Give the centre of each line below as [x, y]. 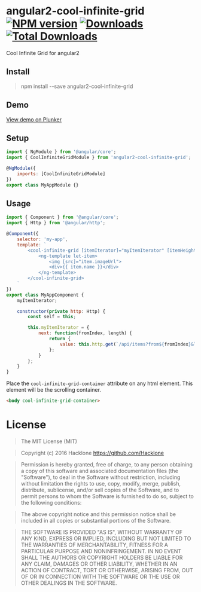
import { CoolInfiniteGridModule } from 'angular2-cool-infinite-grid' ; [99, 158]
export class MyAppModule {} [42, 185]
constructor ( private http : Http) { [61, 311]
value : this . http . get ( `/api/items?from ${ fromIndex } [125, 344]
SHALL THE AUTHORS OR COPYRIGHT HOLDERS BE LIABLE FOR [102, 558]
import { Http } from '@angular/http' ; [56, 223]
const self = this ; [52, 317]
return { [60, 339]
